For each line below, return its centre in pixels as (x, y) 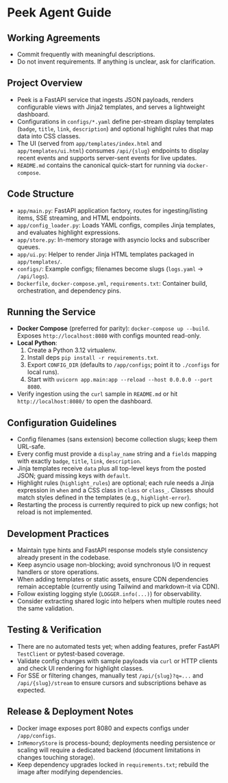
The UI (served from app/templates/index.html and (89, 143)
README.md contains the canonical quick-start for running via (101, 165)
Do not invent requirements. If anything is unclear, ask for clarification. (116, 62)
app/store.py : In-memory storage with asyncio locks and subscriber (113, 239)
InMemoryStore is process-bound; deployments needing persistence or (116, 743)
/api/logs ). (33, 276)
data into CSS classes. (49, 136)
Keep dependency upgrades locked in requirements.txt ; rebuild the (113, 765)
